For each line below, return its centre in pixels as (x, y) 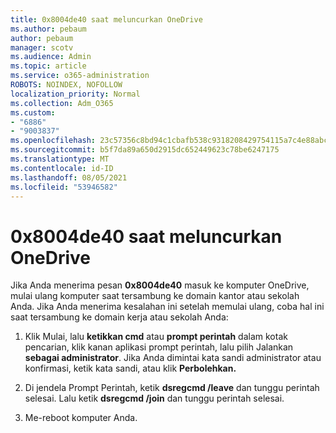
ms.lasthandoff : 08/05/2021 (69, 177)
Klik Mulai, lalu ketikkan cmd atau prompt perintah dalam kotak (156, 337)
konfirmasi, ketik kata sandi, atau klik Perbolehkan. (130, 368)
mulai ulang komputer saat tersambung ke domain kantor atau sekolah (155, 296)
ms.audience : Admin (51, 57)
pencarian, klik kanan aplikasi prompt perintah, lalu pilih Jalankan (159, 347)
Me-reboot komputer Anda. (81, 418)
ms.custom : (33, 112)
